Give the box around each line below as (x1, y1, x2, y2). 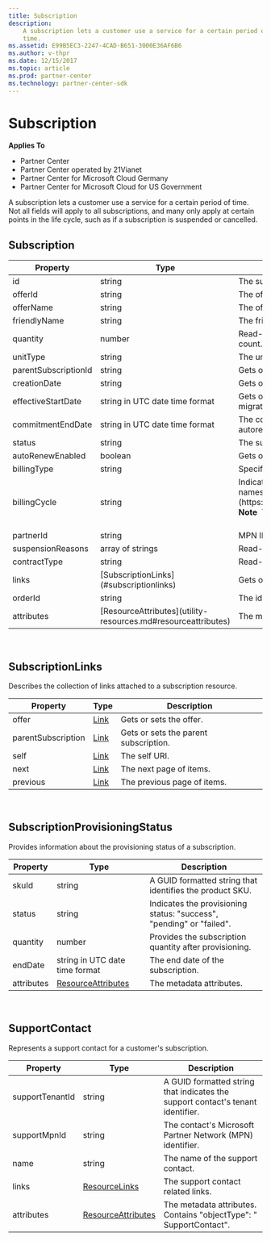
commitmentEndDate (12, 419, 93, 430)
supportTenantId (12, 1091, 75, 1102)
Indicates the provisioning (148, 897, 248, 909)
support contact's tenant (163, 1096, 257, 1107)
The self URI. (120, 750, 169, 762)
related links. (163, 1185, 212, 1197)
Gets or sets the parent (120, 727, 208, 738)
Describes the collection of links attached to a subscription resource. (8, 681, 238, 691)
